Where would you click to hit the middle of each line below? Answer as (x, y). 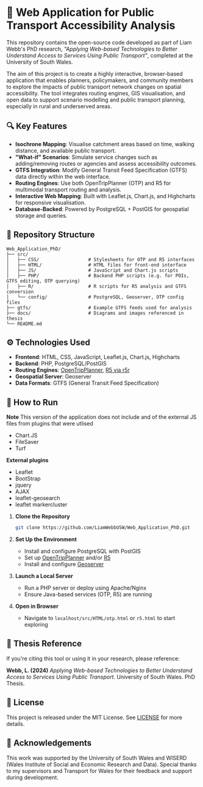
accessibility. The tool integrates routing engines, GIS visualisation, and (96, 93)
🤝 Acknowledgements (49, 743)
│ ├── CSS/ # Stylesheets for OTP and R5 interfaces (101, 259)
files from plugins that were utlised (50, 424)
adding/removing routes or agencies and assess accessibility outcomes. (106, 163)
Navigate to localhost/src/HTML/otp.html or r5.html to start (100, 618)
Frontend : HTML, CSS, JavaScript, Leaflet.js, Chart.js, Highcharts (98, 357)
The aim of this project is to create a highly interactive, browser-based (94, 73)
